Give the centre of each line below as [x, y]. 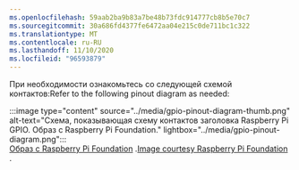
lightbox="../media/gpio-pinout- [222, 130]
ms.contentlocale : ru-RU [56, 42]
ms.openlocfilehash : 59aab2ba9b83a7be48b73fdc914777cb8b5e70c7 [130, 17]
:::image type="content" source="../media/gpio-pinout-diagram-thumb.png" [150, 111]
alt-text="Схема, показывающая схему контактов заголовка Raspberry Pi [149, 120]
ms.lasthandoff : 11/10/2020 [62, 51]
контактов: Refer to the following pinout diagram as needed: [120, 93]
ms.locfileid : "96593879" [57, 59]
